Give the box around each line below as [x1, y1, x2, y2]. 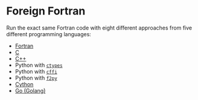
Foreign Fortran [6, 4, 86, 18]
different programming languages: [6, 30, 92, 37]
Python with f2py [14, 74, 57, 81]
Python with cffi [14, 67, 57, 75]
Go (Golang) [14, 87, 46, 94]
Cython [14, 80, 34, 88]
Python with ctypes [14, 61, 63, 69]
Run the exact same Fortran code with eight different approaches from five [6, 24, 192, 31]
